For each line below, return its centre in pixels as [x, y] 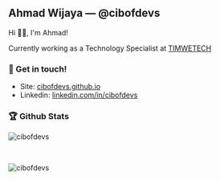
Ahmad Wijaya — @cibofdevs [84, 13]
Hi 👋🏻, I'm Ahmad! [38, 32]
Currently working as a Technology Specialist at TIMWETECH [110, 48]
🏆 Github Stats [39, 117]
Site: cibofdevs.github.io [60, 87]
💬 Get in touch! [38, 69]
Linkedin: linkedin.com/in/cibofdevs [79, 95]
